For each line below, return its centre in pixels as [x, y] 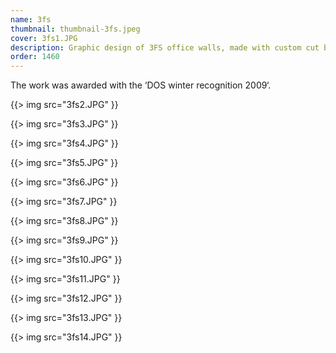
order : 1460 [35, 57]
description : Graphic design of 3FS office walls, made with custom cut [165, 47]
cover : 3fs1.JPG [44, 38]
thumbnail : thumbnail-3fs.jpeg [75, 29]
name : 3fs [31, 19]
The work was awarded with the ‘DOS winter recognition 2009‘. [141, 85]
